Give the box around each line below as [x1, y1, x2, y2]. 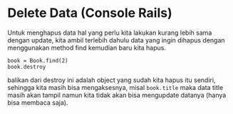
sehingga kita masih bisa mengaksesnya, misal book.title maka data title [7, 83, 224, 91]
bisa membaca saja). [7, 98, 68, 107]
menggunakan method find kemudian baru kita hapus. [7, 43, 166, 52]
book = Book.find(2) [7, 57, 69, 64]
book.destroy [7, 63, 46, 70]
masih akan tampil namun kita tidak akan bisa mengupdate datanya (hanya [7, 91, 227, 99]
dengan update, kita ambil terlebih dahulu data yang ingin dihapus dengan [7, 35, 226, 44]
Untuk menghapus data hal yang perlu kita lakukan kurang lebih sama [7, 28, 212, 37]
